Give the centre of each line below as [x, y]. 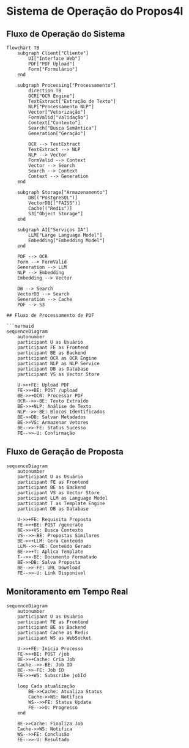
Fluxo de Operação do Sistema [66, 34]
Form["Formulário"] [53, 69]
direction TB [45, 91]
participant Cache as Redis [53, 632]
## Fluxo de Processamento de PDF [50, 316]
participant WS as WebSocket [54, 638]
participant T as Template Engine [61, 503]
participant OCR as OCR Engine [57, 358]
